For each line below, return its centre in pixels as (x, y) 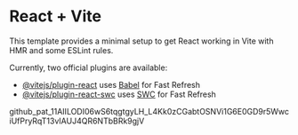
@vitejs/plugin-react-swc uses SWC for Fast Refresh (119, 94)
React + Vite (56, 16)
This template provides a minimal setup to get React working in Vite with (141, 41)
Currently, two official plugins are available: (89, 67)
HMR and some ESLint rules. (61, 50)
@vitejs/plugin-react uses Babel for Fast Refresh (111, 84)
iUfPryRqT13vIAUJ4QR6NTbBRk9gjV (77, 121)
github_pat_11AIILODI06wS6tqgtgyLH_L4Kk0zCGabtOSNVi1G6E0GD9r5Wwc (149, 111)
